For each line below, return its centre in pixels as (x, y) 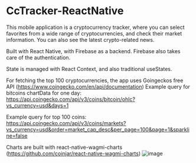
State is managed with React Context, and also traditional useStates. (89, 69)
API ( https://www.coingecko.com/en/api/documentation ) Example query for (98, 86)
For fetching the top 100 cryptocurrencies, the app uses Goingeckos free (95, 80)
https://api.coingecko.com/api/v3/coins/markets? (66, 123)
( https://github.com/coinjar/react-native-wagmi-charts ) (73, 153)
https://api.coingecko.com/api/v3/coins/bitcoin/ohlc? (71, 99)
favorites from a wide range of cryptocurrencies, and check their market (94, 33)
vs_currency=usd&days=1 (37, 105)
